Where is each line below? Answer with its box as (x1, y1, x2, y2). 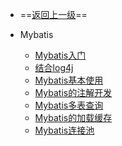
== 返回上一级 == (19, 9, 88, 20)
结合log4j (34, 62, 74, 73)
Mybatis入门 (34, 49, 87, 61)
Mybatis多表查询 (34, 99, 104, 111)
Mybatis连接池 (34, 124, 95, 136)
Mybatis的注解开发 (34, 87, 113, 98)
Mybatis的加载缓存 (34, 112, 113, 123)
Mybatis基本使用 (34, 74, 104, 86)
